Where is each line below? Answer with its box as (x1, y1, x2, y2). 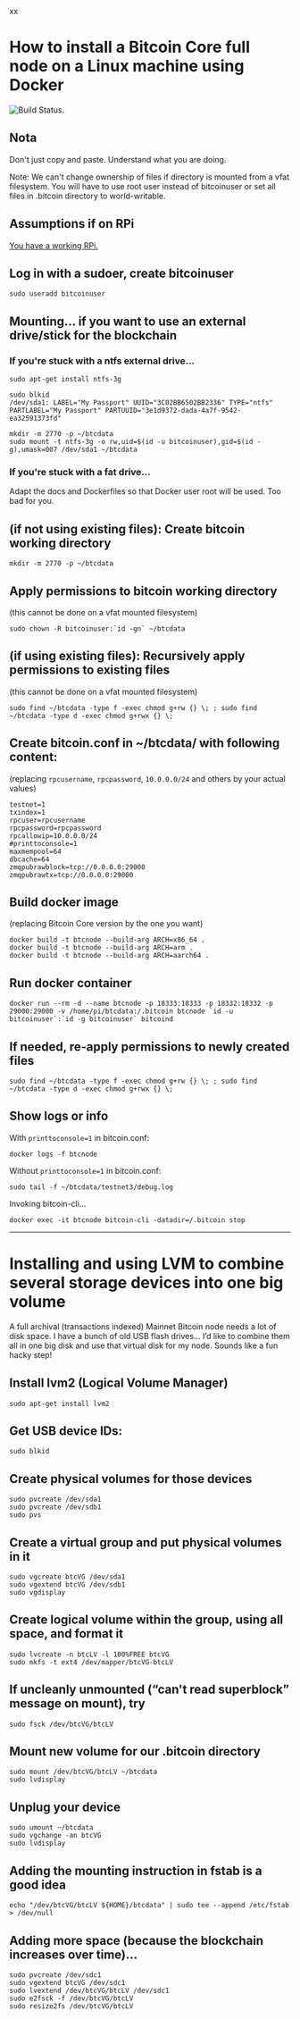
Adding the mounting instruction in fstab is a (9, 1863, 262, 1878)
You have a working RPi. (9, 239, 98, 251)
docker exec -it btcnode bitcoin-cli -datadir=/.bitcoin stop (9, 1215, 246, 1225)
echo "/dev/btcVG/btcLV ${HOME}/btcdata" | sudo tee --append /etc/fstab (9, 1901, 290, 1910)
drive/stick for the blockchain (9, 328, 177, 343)
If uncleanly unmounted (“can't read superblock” (9, 1682, 290, 1697)
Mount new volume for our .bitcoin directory (9, 1744, 261, 1759)
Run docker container (9, 976, 132, 991)
